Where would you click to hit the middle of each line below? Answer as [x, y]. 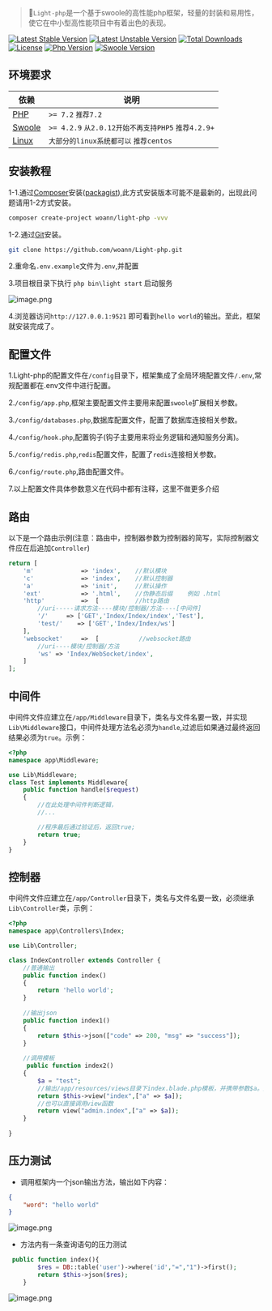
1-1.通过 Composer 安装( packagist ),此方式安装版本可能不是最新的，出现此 [129, 192]
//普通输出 [39, 967]
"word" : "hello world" [61, 1205]
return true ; [59, 835]
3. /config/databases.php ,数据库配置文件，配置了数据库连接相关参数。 [125, 420]
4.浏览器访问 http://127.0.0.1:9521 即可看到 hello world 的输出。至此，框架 [134, 316]
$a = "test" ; [59, 1081]
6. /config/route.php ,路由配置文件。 [68, 472]
